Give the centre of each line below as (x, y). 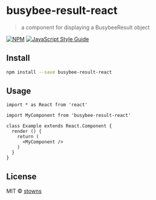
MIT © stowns (24, 191)
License (21, 176)
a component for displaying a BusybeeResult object (85, 27)
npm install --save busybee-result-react (59, 72)
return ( (28, 137)
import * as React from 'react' (47, 105)
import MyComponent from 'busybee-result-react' (69, 116)
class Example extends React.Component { (59, 126)
